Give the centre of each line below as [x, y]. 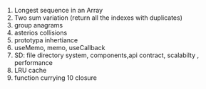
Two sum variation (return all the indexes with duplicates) [98, 18]
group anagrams [38, 25]
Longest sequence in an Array [58, 10]
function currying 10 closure [56, 78]
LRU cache [30, 70]
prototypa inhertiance [46, 40]
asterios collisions [41, 32]
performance [34, 63]
